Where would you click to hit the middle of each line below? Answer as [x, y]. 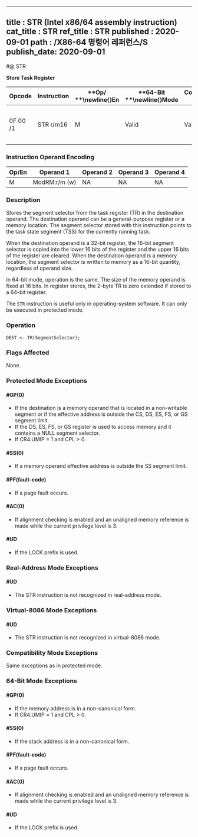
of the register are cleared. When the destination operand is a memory [92, 256]
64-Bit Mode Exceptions [42, 681]
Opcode [21, 96]
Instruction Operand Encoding [50, 157]
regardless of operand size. [39, 268]
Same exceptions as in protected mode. [55, 665]
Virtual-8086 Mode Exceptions [52, 610]
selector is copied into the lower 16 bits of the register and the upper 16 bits [98, 250]
